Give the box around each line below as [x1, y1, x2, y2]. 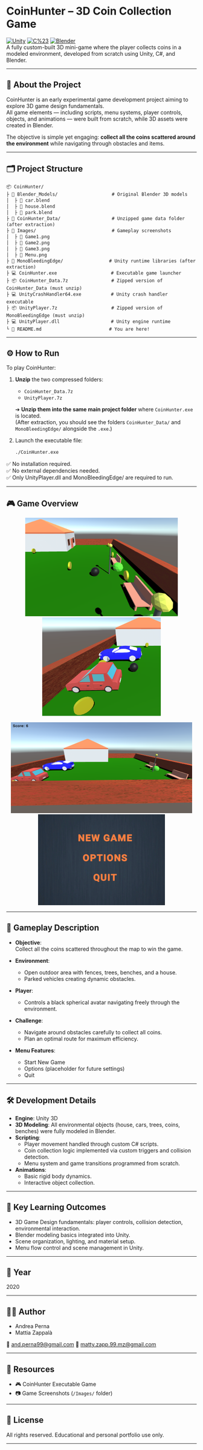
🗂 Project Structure [6, 164, 83, 174]
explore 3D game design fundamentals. [6, 102, 105, 110]
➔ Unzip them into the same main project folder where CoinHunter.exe [14, 406, 193, 413]
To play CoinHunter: [6, 364, 56, 371]
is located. [14, 412, 41, 419]
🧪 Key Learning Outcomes [6, 1202, 106, 1212]
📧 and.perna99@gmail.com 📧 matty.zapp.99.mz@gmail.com [6, 1341, 156, 1348]
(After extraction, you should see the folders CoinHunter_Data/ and [14, 419, 181, 426]
